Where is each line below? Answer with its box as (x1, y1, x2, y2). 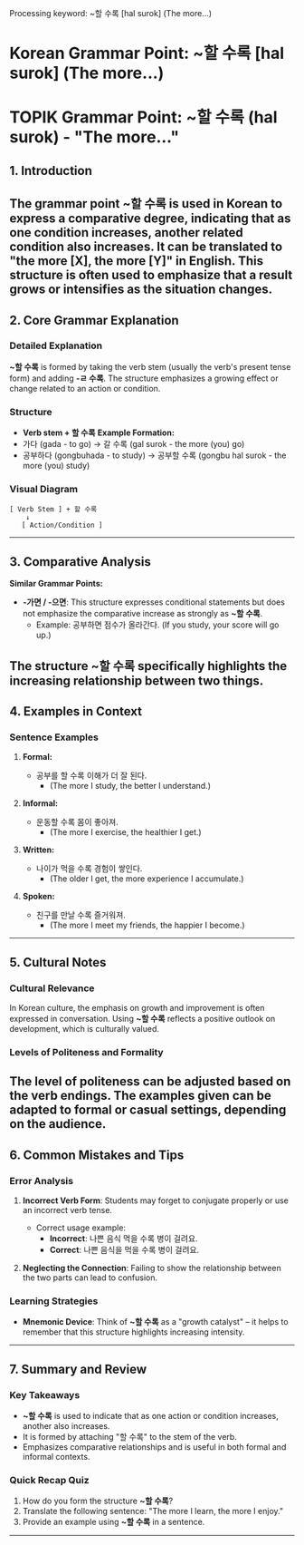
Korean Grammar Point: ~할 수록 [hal (9, 44, 285, 63)
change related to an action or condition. (9, 383, 161, 394)
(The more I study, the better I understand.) (49, 781, 211, 792)
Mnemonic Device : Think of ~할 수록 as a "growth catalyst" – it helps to (22, 1317, 289, 1327)
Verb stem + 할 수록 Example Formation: (22, 427, 175, 438)
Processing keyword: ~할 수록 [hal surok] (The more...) (9, 8, 213, 18)
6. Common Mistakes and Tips (9, 1147, 185, 1162)
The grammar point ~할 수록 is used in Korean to (9, 196, 283, 211)
